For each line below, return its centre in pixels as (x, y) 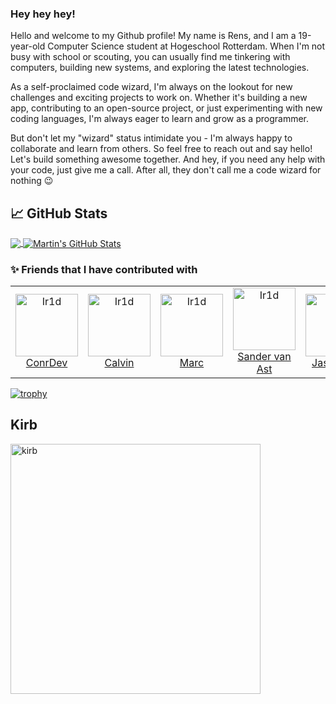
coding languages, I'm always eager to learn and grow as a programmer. (159, 119)
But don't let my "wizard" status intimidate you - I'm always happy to (151, 138)
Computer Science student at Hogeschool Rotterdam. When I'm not (186, 46)
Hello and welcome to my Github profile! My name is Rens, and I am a (153, 36)
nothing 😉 (32, 181)
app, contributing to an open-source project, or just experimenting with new (166, 108)
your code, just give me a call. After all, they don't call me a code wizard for (166, 170)
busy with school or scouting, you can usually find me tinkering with (150, 57)
